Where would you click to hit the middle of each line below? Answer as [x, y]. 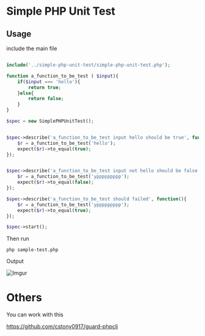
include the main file [32, 48]
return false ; [46, 99]
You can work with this [35, 315]
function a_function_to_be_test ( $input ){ [63, 76]
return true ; [45, 87]
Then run [18, 239]
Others [24, 298]
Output [15, 261]
